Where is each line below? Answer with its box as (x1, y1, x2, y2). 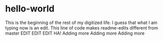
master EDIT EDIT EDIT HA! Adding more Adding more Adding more (5, 30, 145, 36)
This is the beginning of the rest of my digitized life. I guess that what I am (5, 19, 157, 25)
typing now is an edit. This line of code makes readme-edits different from (5, 24, 158, 30)
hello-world (5, 3, 55, 14)
